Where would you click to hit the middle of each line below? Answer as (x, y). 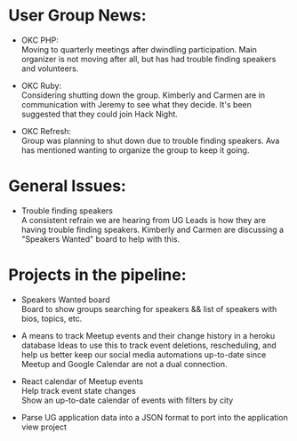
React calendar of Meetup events (82, 381)
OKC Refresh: (46, 131)
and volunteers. (50, 68)
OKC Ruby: (41, 85)
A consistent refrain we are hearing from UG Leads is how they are (143, 220)
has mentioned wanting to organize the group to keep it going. (135, 150)
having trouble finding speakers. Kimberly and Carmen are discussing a (153, 229)
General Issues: (67, 186)
